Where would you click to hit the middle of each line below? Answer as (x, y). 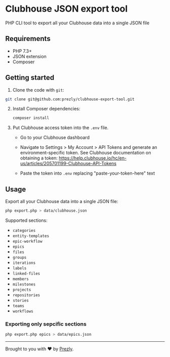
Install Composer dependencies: (46, 109)
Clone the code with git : (38, 90)
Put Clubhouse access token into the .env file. (60, 128)
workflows (23, 311)
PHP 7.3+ (22, 51)
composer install (31, 118)
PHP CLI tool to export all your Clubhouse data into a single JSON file (77, 23)
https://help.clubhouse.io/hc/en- (93, 158)
